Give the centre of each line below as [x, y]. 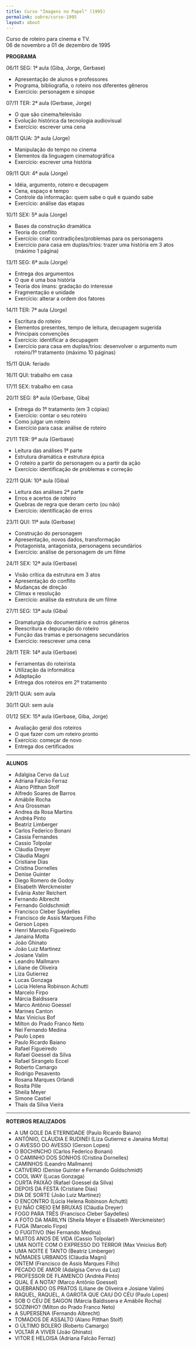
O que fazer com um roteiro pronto [56, 734]
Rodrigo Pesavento [37, 1073]
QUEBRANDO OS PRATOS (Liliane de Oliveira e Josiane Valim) [89, 1288]
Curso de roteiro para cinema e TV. [48, 39]
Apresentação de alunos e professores [61, 79]
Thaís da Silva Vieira [39, 1104]
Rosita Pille [28, 1086]
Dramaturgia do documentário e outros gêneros [72, 622]
